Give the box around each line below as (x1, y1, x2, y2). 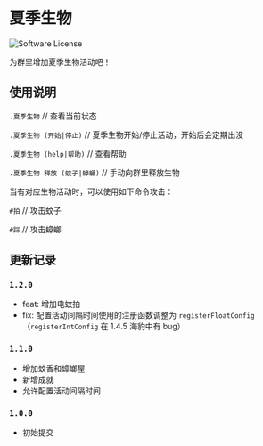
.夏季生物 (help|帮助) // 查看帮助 (9, 148, 127, 158)
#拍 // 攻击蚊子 (9, 205, 62, 215)
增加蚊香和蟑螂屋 (21, 362, 86, 374)
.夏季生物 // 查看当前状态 (9, 110, 97, 121)
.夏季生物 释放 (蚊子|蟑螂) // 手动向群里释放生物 (9, 166, 180, 178)
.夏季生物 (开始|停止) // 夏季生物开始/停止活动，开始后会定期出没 (9, 129, 243, 140)
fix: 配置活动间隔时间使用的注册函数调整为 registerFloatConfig (21, 310, 255, 320)
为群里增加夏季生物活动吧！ (9, 56, 111, 67)
